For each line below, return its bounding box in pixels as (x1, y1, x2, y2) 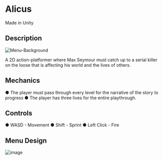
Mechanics (5, 77, 41, 85)
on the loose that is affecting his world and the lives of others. (5, 62, 131, 68)
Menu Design (5, 136, 47, 145)
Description (5, 34, 42, 42)
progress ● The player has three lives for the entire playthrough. (5, 95, 137, 101)
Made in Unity (5, 20, 34, 26)
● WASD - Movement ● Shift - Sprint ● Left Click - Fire (5, 122, 120, 128)
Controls (5, 109, 33, 117)
